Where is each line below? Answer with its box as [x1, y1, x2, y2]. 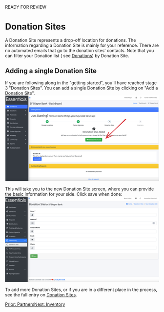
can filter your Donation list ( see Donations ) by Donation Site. [5, 53, 129, 58]
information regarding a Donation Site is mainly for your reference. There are [5, 42, 159, 48]
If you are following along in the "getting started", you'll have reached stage [5, 80, 157, 86]
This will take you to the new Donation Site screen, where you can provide [5, 186, 154, 192]
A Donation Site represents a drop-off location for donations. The [5, 37, 136, 43]
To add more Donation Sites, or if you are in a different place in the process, [5, 287, 158, 293]
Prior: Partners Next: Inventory [5, 301, 65, 307]
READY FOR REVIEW [5, 4, 47, 10]
